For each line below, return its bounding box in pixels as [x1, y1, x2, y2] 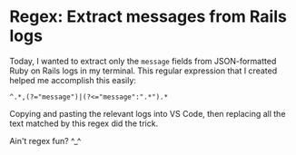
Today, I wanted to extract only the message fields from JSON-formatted [9, 55, 277, 66]
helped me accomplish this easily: [9, 74, 136, 85]
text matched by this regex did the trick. [9, 118, 159, 129]
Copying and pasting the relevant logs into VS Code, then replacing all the [9, 108, 286, 119]
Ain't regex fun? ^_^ [9, 135, 82, 146]
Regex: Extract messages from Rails [9, 6, 288, 27]
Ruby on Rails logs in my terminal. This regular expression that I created [9, 65, 278, 76]
